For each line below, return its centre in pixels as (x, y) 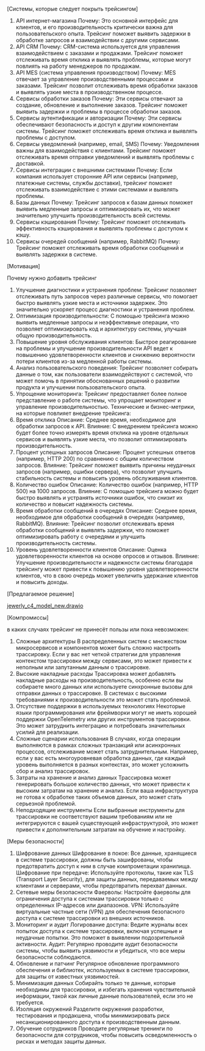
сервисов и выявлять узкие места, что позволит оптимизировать (101, 439)
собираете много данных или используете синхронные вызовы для (104, 687)
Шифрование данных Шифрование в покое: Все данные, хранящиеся (106, 853)
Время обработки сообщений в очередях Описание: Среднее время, (106, 511)
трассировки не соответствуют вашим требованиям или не (94, 816)
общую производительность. (54, 335)
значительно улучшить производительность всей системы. (93, 215)
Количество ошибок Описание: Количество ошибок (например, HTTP (107, 485)
